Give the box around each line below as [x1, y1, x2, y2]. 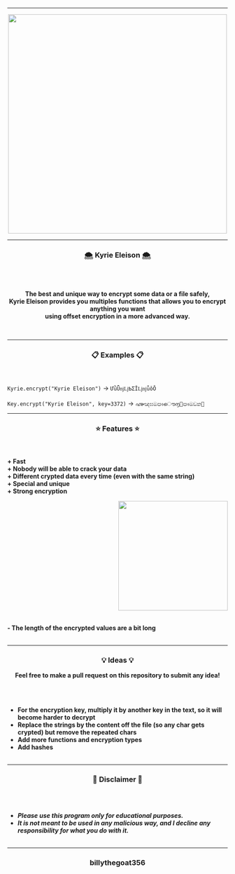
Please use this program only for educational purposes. [17, 812, 184, 820]
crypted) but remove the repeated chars [17, 728, 137, 737]
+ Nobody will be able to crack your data [7, 464, 127, 473]
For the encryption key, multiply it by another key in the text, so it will [17, 706, 222, 714]
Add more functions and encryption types [17, 736, 142, 744]
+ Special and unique [7, 479, 70, 488]
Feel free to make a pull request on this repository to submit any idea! [15, 671, 220, 680]
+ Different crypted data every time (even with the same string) [7, 471, 195, 480]
